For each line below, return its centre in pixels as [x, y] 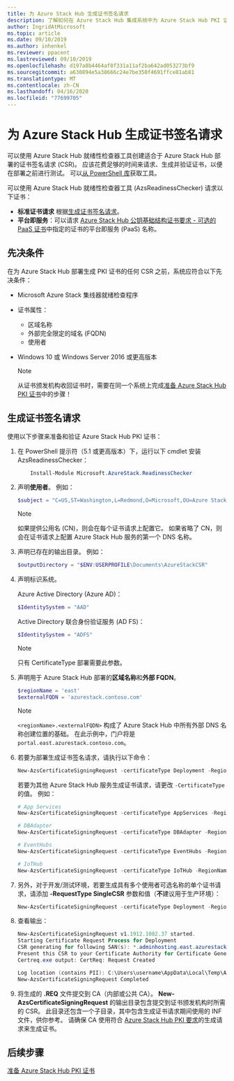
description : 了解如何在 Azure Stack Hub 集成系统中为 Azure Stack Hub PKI [114, 20]
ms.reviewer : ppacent [39, 53]
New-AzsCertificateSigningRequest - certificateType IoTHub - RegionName [123, 871]
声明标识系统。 [39, 579]
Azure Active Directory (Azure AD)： [70, 594]
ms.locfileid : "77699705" [45, 99]
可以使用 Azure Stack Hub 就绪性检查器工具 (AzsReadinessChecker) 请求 [112, 188]
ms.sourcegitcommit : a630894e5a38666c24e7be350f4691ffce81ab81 [101, 72]
